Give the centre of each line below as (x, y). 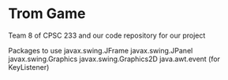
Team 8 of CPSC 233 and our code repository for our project (107, 35)
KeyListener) (29, 67)
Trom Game (47, 14)
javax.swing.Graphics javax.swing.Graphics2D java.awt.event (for (114, 59)
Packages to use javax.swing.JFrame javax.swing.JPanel (101, 50)
